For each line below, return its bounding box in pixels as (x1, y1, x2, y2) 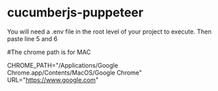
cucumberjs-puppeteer (7, 5, 144, 21)
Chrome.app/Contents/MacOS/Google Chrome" (7, 68, 143, 77)
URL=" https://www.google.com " (7, 75, 99, 83)
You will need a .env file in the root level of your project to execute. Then (7, 27, 212, 36)
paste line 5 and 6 (7, 34, 58, 42)
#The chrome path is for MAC (7, 48, 91, 56)
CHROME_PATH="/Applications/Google (7, 61, 119, 69)
